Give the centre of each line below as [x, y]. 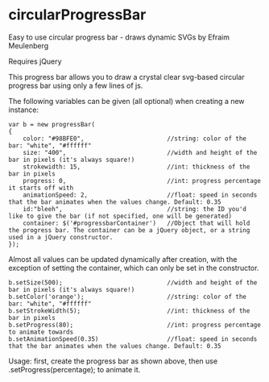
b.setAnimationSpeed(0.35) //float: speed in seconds [133, 339]
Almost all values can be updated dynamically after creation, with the [123, 259]
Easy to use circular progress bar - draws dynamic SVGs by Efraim [119, 37]
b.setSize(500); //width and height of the [133, 282]
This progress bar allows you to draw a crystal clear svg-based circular [126, 77]
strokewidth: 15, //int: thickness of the [137, 167]
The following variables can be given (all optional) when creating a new [126, 101]
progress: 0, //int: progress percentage [142, 181]
